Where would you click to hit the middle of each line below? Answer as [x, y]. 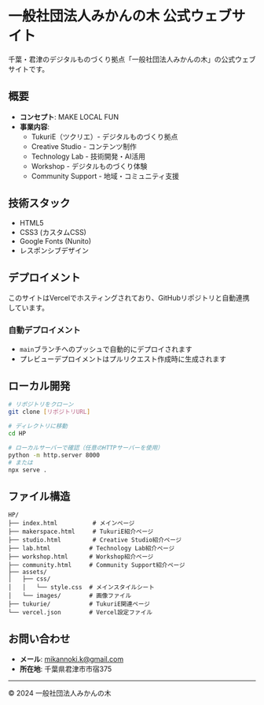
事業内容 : [34, 126]
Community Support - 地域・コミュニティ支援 [105, 176]
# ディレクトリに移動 [38, 427]
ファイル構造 [39, 496]
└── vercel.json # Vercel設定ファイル [81, 613]
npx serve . [27, 470]
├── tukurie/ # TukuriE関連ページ [79, 604]
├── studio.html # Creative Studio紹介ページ [95, 540]
